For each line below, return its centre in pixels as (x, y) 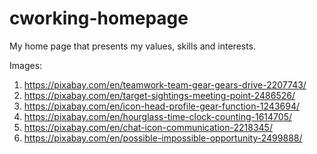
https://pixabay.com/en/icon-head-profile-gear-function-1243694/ (161, 106)
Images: (26, 65)
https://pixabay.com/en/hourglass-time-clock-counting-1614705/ (157, 116)
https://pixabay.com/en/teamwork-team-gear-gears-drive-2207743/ (165, 84)
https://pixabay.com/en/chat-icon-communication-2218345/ (148, 127)
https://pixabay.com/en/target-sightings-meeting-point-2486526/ (159, 95)
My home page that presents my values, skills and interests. (133, 46)
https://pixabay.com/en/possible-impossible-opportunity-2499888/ (163, 138)
